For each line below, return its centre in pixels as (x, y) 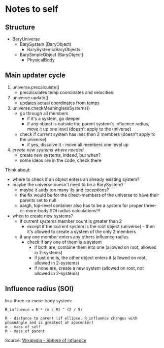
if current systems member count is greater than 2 (71, 221)
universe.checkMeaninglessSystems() (51, 108)
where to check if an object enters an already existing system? (76, 179)
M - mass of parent (25, 331)
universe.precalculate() (36, 87)
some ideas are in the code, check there (61, 160)
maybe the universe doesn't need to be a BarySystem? (68, 184)
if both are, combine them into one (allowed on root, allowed (95, 247)
